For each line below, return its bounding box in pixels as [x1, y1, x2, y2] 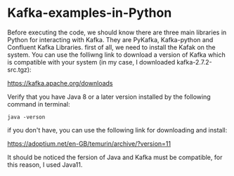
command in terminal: [7, 100, 70, 108]
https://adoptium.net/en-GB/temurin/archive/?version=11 [7, 139, 171, 148]
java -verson [7, 114, 46, 121]
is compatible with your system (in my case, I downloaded [7, 57, 176, 66]
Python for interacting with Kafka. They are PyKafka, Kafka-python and [7, 35, 214, 43]
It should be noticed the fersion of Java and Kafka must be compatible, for [7, 153, 223, 161]
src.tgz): [7, 65, 32, 74]
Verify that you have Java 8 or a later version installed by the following [7, 93, 211, 101]
